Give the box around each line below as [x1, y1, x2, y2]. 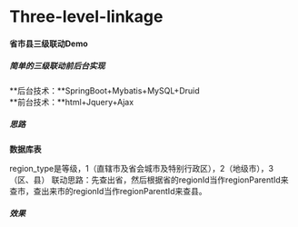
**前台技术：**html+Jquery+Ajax [9, 96, 134, 107]
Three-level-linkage [9, 6, 164, 27]
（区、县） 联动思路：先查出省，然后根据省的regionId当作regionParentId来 [9, 174, 289, 185]
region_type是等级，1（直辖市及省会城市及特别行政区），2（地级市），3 [9, 163, 274, 173]
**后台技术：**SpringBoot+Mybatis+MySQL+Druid [9, 84, 200, 96]
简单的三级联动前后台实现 [9, 61, 105, 72]
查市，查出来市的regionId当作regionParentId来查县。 [9, 185, 207, 196]
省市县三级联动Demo [9, 38, 88, 49]
